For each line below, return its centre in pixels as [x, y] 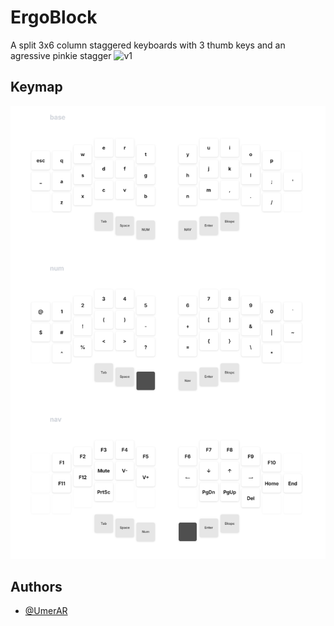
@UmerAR [46, 611]
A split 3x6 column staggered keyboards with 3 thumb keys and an [148, 45]
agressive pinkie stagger [61, 55]
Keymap [36, 87]
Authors [36, 586]
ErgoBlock [54, 17]
